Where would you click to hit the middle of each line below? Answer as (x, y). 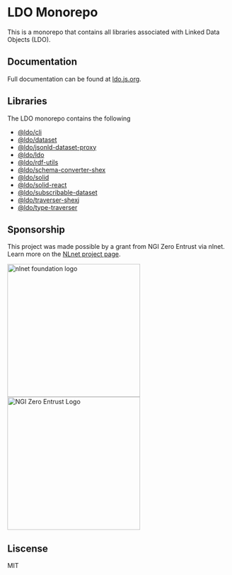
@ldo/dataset (37, 140)
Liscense (28, 548)
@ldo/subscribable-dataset (57, 192)
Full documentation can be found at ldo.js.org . (74, 79)
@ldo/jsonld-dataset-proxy (57, 147)
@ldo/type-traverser (47, 207)
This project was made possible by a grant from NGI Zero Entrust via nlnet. (116, 247)
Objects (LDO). (29, 39)
